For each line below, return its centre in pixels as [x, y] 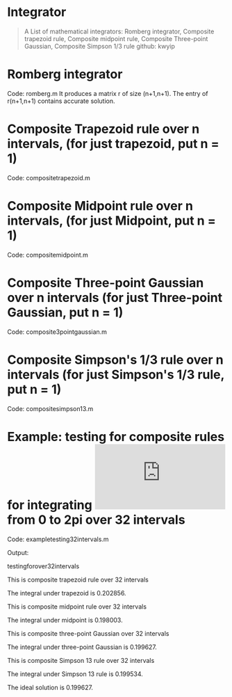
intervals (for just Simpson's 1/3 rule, [116, 375]
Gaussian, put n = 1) [65, 312]
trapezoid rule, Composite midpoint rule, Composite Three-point [116, 38]
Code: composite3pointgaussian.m [57, 332]
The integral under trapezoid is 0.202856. [67, 593]
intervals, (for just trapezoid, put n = [113, 144]
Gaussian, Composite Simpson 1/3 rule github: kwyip [100, 46]
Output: [18, 552]
